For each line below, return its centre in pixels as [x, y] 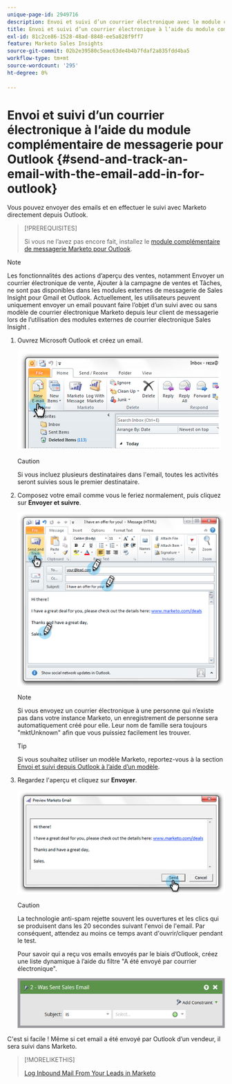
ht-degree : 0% [28, 72]
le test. [27, 940]
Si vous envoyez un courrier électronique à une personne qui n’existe [115, 710]
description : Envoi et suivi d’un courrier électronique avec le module [114, 22]
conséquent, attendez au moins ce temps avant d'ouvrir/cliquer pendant [120, 933]
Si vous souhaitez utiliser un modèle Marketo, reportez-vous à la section [120, 759]
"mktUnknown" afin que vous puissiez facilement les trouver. [104, 733]
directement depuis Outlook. [48, 215]
